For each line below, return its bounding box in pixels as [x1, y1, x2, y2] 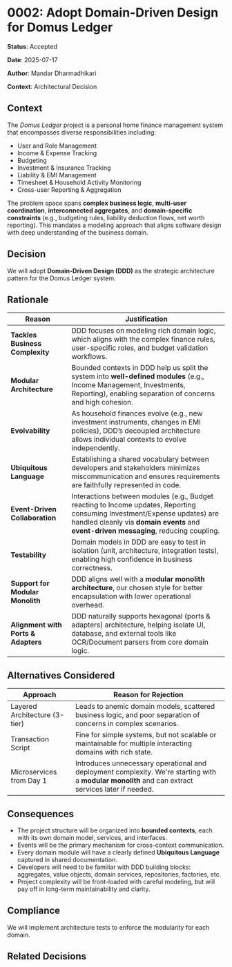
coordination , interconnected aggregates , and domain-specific [7, 206, 193, 215]
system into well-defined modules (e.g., [71, 371, 205, 381]
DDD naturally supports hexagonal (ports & [71, 612, 211, 621]
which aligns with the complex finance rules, [71, 335, 215, 344]
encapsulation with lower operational [71, 592, 191, 601]
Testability [10, 550, 47, 560]
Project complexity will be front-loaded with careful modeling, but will [17, 878, 215, 886]
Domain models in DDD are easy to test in [71, 537, 206, 547]
